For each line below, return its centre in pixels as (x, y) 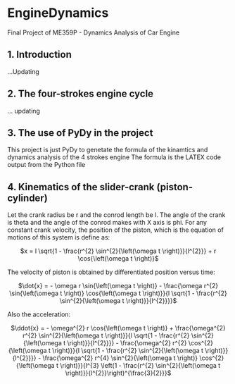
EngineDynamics (58, 13)
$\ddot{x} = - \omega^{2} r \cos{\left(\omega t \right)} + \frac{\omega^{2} (118, 328)
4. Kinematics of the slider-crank (81, 187)
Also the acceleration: (39, 314)
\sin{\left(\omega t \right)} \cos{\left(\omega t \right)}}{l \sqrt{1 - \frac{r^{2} (118, 293)
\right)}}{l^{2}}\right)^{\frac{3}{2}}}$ (118, 373)
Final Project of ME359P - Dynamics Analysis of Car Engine (94, 32)
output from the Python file (46, 165)
